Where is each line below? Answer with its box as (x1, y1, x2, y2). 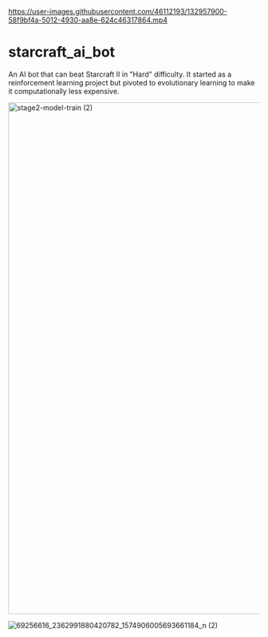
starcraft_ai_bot (8, 43, 116, 61)
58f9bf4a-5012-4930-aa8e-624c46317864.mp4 (8, 15, 168, 25)
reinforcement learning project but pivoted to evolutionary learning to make (8, 77, 255, 87)
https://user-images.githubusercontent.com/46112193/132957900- (8, 7, 227, 16)
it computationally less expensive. (8, 86, 120, 96)
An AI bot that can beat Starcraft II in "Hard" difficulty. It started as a (8, 69, 232, 79)
